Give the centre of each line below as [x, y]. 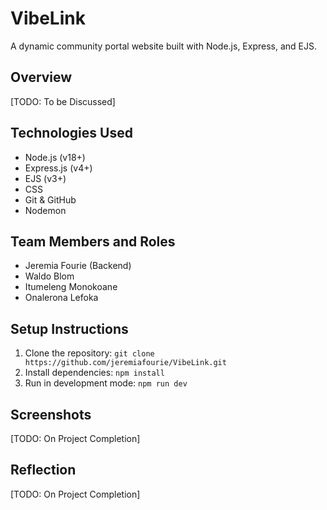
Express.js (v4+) [58, 168]
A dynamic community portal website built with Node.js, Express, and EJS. [164, 46]
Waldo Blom [49, 276]
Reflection [43, 470]
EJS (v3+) [45, 178]
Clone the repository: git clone [89, 353]
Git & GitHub [50, 199]
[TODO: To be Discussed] [63, 101]
